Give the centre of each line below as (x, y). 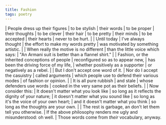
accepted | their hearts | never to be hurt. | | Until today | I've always (75, 39)
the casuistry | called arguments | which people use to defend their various (82, 75)
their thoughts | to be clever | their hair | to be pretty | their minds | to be (79, 33)
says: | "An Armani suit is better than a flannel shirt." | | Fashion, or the (77, 54)
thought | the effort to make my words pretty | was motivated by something (82, 44)
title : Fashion (21, 10)
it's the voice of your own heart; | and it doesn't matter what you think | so (81, 101)
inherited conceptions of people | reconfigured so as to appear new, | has (80, 60)
